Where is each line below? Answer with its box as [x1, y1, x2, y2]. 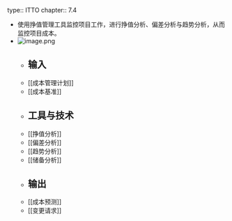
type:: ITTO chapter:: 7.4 [7, 6, 77, 14]
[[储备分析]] [27, 155, 62, 164]
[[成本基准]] [27, 87, 62, 96]
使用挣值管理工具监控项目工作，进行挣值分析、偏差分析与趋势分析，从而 [17, 20, 225, 29]
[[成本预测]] [27, 198, 62, 206]
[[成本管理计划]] [27, 78, 75, 86]
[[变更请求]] [27, 206, 62, 215]
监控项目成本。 [17, 29, 61, 37]
